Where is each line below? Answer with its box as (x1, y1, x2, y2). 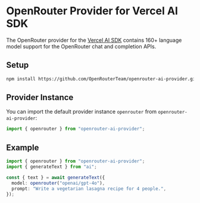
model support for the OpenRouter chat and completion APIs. (6, 43, 157, 50)
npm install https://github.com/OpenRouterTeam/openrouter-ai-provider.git (6, 76, 198, 82)
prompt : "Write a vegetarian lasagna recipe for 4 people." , (11, 186, 167, 192)
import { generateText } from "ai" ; (6, 164, 97, 170)
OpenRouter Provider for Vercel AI (6, 4, 179, 18)
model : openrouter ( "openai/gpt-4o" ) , (11, 180, 105, 186)
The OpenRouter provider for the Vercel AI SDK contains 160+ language (6, 36, 182, 43)
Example (6, 142, 39, 152)
